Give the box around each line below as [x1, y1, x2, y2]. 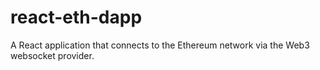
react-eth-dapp [10, 6, 143, 29]
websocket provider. [10, 49, 95, 61]
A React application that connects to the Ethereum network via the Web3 [10, 39, 310, 51]
